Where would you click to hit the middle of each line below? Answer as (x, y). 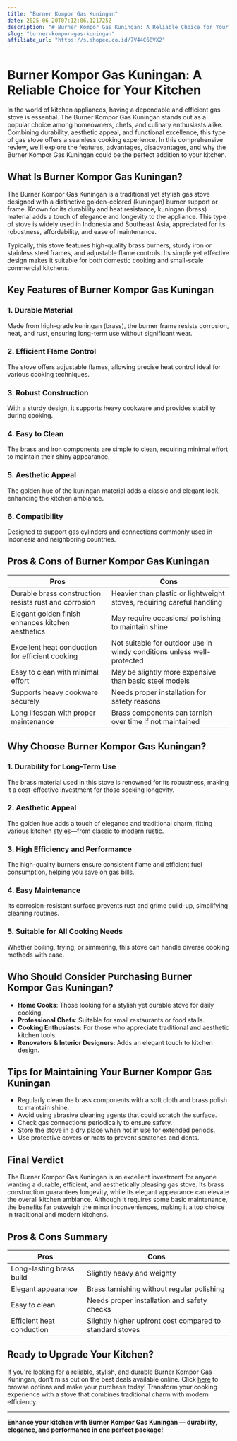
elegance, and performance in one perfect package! (85, 1430)
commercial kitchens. (38, 268)
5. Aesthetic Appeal (42, 475)
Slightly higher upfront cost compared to (154, 1321)
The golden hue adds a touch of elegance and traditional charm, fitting (110, 823)
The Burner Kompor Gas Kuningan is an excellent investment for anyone (112, 1177)
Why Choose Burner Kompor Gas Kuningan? (107, 747)
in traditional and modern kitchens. (58, 1215)
